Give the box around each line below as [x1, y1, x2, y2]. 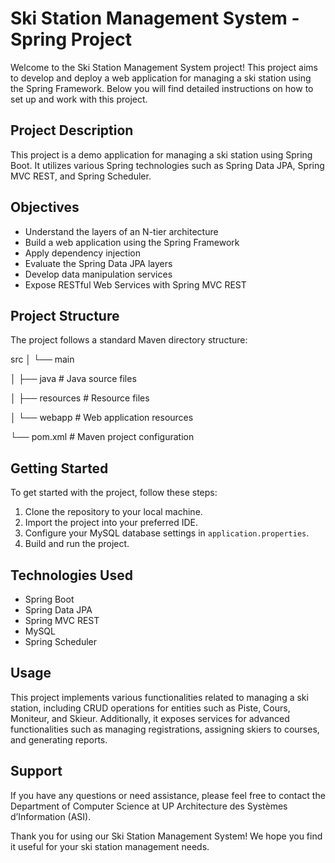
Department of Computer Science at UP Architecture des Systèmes [10, 800, 288, 812]
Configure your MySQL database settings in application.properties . [24, 527, 310, 539]
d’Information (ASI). [10, 810, 92, 822]
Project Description [10, 122, 134, 139]
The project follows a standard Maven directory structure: [10, 334, 248, 346]
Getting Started [10, 460, 109, 477]
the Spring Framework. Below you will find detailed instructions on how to [10, 82, 314, 94]
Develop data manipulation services [24, 268, 173, 280]
